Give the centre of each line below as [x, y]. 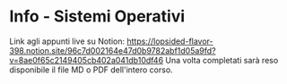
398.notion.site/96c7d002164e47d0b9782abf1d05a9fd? [113, 50]
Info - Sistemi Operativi [97, 17]
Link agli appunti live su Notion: [67, 41]
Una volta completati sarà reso [222, 60]
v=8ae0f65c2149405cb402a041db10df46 [87, 60]
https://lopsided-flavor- [170, 41]
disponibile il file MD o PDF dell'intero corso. [91, 70]
